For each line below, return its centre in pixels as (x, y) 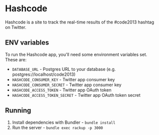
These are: (16, 60)
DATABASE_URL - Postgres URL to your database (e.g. (64, 69)
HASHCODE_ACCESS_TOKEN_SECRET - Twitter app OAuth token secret (76, 95)
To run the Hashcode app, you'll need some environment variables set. (76, 54)
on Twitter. (16, 27)
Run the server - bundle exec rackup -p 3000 (58, 127)
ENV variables (27, 43)
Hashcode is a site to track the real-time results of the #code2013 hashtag (80, 22)
